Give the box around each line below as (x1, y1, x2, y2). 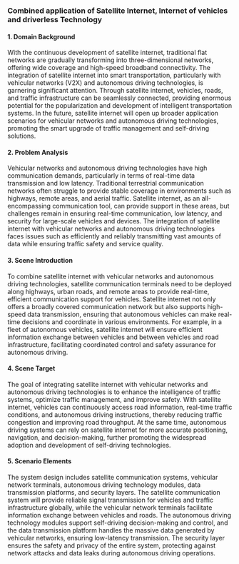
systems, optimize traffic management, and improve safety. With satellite (7, 395, 221, 403)
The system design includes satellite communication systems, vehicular (7, 473, 218, 481)
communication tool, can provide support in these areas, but (52, 202, 230, 211)
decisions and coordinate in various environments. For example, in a (21, 317, 223, 326)
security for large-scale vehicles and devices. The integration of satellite (7, 217, 220, 226)
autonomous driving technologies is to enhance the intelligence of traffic (7, 388, 221, 396)
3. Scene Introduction (7, 256, 73, 264)
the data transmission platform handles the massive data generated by (7, 525, 215, 534)
